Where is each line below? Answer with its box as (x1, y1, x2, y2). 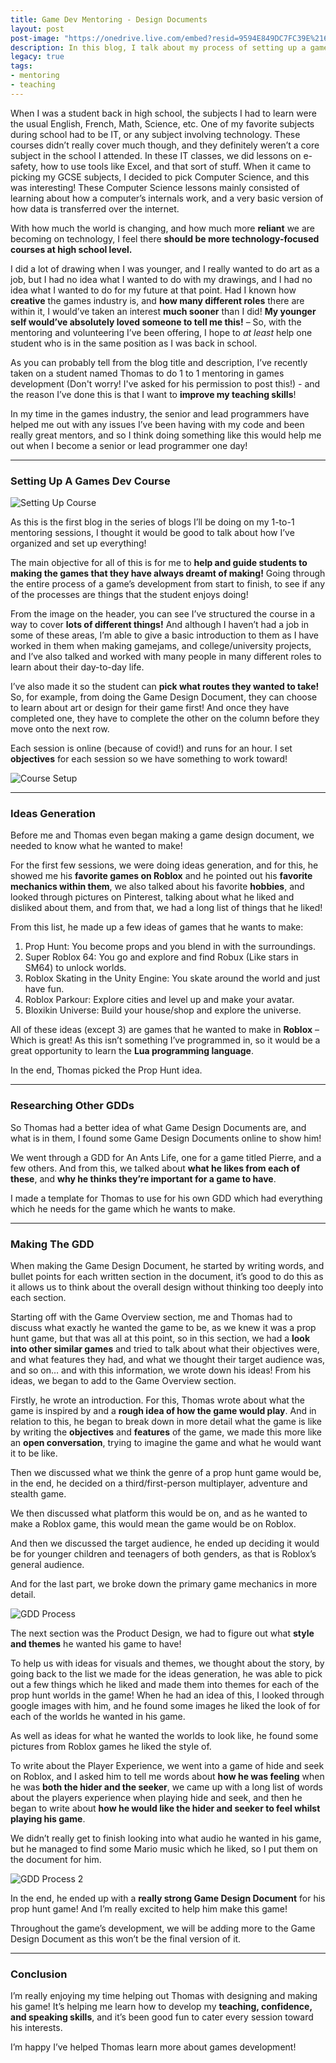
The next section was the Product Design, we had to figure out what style (10, 1627, 315, 1639)
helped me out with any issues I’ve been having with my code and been (10, 418, 305, 430)
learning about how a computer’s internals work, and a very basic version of (10, 192, 324, 204)
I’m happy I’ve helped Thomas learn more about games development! (10, 2041, 297, 2053)
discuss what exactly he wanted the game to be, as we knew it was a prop (10, 1321, 317, 1333)
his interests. (10, 2022, 63, 2034)
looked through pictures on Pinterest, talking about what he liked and (10, 891, 295, 903)
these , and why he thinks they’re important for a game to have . (10, 1172, 277, 1185)
